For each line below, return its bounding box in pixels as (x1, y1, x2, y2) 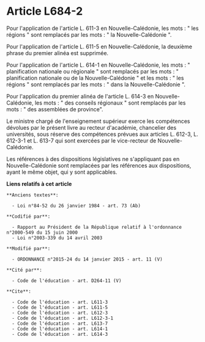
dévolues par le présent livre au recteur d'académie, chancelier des (6, 124, 177, 131)
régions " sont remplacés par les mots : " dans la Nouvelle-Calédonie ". (6, 81, 185, 88)
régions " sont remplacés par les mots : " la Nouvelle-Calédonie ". (6, 31, 172, 38)
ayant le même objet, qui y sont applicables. (6, 168, 117, 176)
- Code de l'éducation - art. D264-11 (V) (12, 277, 122, 284)
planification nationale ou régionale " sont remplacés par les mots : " (6, 67, 179, 75)
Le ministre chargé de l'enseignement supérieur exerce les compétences (6, 117, 190, 125)
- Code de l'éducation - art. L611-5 (12, 304, 108, 310)
